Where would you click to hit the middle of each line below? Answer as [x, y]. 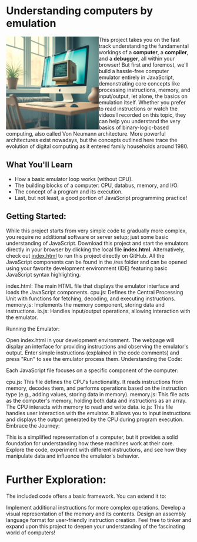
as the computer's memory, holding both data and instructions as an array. [96, 400]
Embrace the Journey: [33, 425]
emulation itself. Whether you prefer [143, 102]
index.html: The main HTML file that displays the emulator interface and [93, 286]
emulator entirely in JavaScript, [137, 77]
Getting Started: [36, 216]
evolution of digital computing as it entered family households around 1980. [97, 146]
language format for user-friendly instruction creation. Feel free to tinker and [99, 520]
